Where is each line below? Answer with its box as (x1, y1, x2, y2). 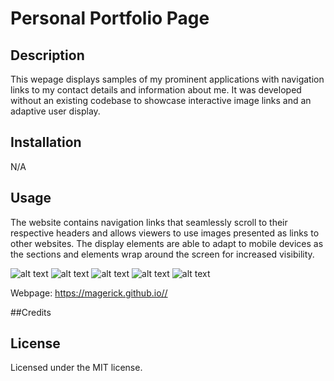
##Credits (10, 306, 52, 318)
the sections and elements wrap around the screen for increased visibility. (10, 248, 315, 260)
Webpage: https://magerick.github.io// (10, 287, 168, 299)
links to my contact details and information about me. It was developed (10, 84, 302, 96)
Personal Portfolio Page (10, 7, 210, 30)
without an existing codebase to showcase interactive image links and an (10, 95, 312, 106)
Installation (10, 134, 82, 151)
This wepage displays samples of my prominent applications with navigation (10, 73, 325, 85)
